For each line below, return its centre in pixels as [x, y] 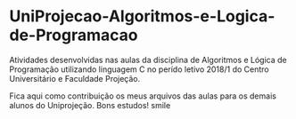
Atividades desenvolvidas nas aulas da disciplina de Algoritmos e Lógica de [148, 59]
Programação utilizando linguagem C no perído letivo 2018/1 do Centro [139, 69]
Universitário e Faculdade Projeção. [75, 78]
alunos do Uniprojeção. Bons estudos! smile [90, 105]
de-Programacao [74, 35]
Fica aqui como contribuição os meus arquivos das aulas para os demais [143, 96]
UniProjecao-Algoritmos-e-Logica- [142, 16]
